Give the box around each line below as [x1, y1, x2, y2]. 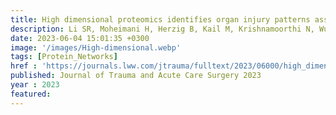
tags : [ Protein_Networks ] [10, 52, 118, 62]
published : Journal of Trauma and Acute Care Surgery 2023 [10, 71, 262, 81]
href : [10, 61, 38, 71]
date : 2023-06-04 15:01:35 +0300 [10, 33, 150, 43]
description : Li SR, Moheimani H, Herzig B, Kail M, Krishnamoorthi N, [10, 24, 315, 34]
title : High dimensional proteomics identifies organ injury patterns [10, 14, 311, 25]
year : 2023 [10, 80, 60, 90]
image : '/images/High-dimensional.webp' [10, 42, 182, 53]
